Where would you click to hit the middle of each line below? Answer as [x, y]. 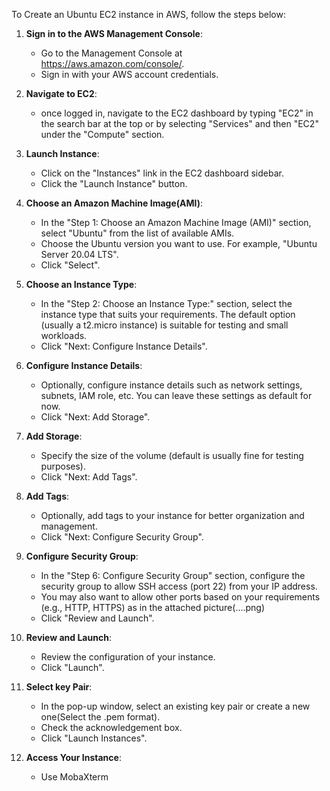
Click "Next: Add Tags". [89, 477]
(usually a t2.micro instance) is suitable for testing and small [164, 325]
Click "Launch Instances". [94, 738]
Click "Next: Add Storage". [95, 417]
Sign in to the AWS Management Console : [114, 33]
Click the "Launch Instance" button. [114, 183]
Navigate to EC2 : [61, 93]
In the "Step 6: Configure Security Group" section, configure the [173, 575]
